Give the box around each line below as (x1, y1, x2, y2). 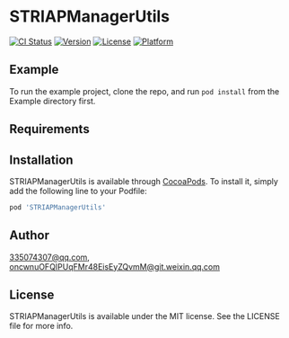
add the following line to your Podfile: (9, 185, 148, 196)
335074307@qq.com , (9, 252, 90, 262)
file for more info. (9, 321, 74, 332)
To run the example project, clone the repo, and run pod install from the (9, 85, 280, 96)
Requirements (9, 121, 90, 137)
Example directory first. (9, 95, 96, 106)
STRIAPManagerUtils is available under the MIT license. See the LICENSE (9, 311, 280, 322)
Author (9, 227, 49, 244)
